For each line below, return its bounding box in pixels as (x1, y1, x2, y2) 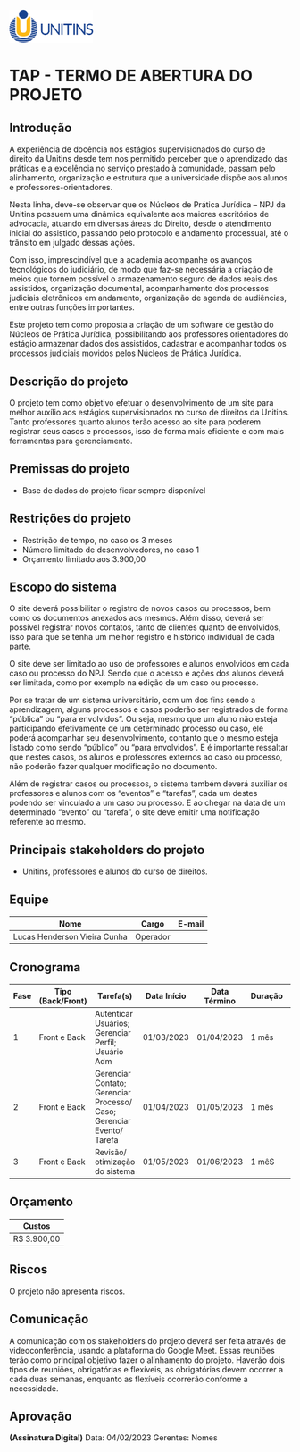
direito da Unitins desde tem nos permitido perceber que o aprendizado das (9, 154, 288, 164)
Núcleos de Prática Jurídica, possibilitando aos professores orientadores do (9, 329, 289, 340)
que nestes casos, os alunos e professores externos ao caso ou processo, (9, 751, 283, 762)
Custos (22, 1221, 51, 1231)
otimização (95, 1156, 136, 1167)
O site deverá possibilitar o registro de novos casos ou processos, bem (9, 603, 271, 614)
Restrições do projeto (9, 511, 132, 526)
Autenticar (95, 1008, 134, 1019)
